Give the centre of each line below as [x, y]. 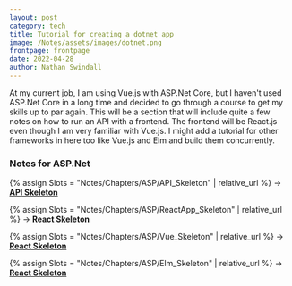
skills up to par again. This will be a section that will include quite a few [140, 112]
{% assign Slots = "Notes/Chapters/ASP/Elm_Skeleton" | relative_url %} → [146, 264]
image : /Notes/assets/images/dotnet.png [86, 42]
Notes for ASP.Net [50, 164]
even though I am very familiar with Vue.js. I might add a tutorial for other [144, 130]
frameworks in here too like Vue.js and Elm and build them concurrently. [142, 140]
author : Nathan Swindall [56, 68]
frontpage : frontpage [50, 51]
